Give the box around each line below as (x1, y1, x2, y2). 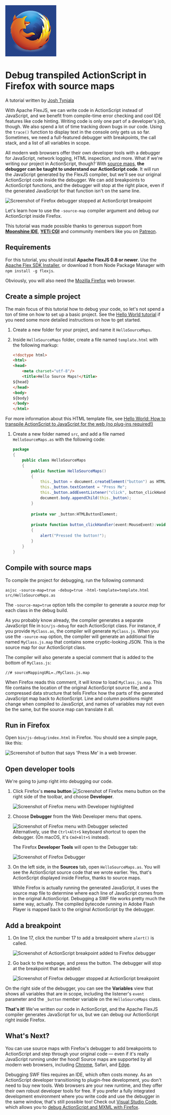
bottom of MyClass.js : (5, 659, 51, 666)
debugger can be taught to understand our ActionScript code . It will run (5, 166, 159, 172)
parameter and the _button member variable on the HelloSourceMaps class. (5, 996, 161, 1002)
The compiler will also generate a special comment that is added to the (5, 654, 154, 660)
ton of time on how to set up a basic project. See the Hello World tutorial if (5, 311, 161, 317)
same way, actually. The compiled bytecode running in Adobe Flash (12, 901, 155, 907)
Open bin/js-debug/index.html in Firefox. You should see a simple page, (5, 735, 158, 741)
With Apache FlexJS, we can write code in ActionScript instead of (5, 107, 144, 113)
